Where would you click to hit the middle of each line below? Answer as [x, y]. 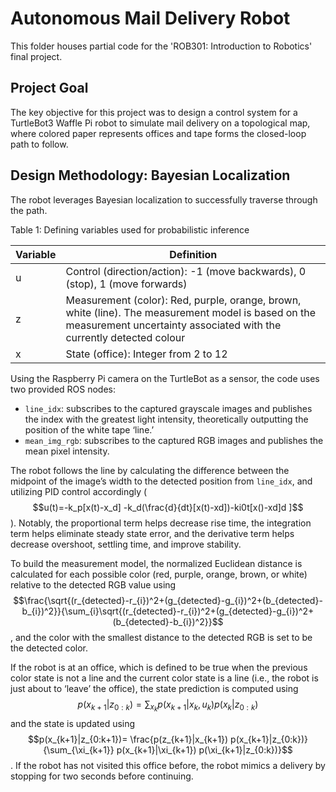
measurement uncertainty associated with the [173, 325]
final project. [36, 56]
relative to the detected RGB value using [93, 584]
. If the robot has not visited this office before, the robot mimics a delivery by [168, 765]
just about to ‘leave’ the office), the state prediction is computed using [154, 688]
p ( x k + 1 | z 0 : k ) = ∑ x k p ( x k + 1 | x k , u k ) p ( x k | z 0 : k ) [168, 706]
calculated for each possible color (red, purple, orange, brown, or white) [159, 574]
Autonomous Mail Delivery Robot [150, 18]
